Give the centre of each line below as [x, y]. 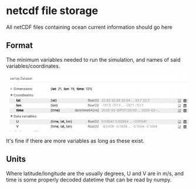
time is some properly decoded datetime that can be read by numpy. [89, 180]
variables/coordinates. [33, 66]
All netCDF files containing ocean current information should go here [89, 27]
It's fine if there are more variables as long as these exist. [75, 141]
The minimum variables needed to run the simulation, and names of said [93, 59]
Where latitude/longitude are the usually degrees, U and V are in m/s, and [95, 173]
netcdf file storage [52, 11]
